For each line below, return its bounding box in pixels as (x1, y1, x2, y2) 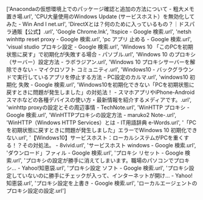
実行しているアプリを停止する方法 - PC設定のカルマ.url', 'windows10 (16, 73, 188, 81)
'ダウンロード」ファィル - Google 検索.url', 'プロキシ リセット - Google (6, 149, 184, 156)
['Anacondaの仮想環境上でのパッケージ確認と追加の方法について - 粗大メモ (6, 5, 194, 12)
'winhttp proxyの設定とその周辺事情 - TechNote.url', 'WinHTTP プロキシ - (6, 104, 190, 111)
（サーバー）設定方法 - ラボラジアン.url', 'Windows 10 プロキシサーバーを (6, 58, 190, 65)
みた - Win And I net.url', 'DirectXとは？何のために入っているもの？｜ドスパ (6, 21, 195, 27)
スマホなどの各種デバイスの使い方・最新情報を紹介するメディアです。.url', (6, 96, 192, 103)
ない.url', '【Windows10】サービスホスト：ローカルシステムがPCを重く (6, 134, 184, 141)
